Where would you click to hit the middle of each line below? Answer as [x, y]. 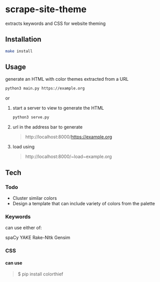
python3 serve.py [31, 117]
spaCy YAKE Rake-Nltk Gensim [38, 238]
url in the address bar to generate [47, 127]
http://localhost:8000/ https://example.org [69, 137]
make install [19, 51]
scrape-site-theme [46, 9]
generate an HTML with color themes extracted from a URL [67, 79]
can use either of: [24, 228]
